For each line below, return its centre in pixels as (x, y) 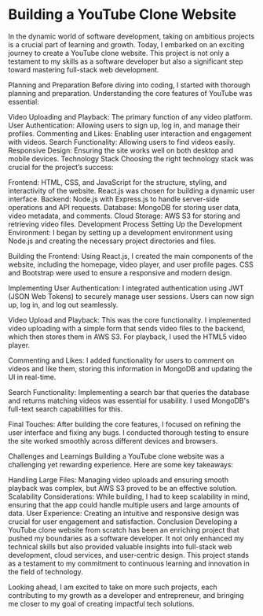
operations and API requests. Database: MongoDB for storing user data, (124, 207)
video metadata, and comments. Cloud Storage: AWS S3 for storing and (124, 216)
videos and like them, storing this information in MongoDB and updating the (130, 368)
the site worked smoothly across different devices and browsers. (113, 441)
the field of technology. (46, 571)
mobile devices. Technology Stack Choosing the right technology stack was (131, 158)
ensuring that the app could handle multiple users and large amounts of (124, 504)
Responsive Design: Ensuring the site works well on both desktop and (121, 150)
